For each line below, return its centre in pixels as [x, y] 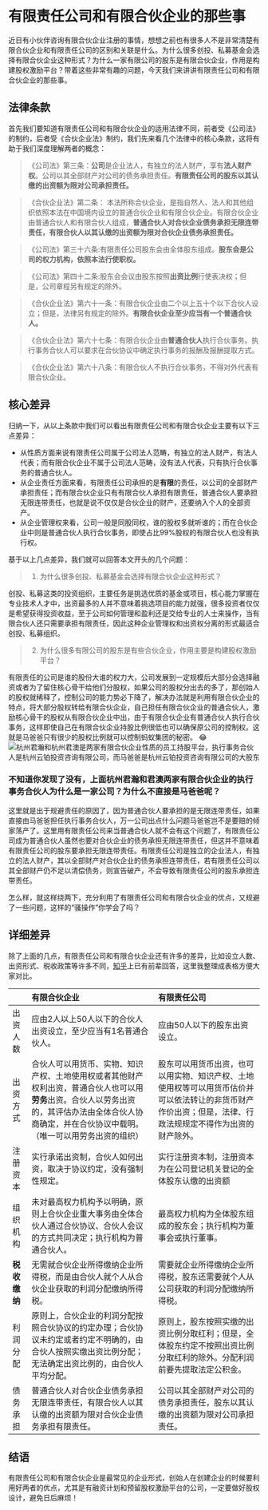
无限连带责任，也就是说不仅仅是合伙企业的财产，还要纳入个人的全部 [132, 502]
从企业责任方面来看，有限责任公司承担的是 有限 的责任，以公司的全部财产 [138, 482]
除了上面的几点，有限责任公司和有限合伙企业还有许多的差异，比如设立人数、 [134, 956]
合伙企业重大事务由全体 [91, 1214]
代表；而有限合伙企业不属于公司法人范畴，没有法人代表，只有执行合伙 [135, 462]
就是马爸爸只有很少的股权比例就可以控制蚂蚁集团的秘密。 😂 [108, 737]
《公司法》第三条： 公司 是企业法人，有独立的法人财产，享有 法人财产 [140, 165]
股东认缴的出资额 [198, 1181]
